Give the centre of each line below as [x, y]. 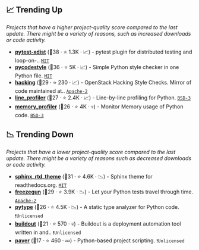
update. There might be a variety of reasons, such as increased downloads [99, 33]
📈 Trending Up [34, 10]
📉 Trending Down [40, 135]
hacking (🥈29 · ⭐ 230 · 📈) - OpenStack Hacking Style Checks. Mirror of [103, 82]
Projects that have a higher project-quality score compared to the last [92, 27]
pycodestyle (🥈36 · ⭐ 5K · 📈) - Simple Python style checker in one [97, 67]
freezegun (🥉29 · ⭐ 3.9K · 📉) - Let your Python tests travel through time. [104, 192]
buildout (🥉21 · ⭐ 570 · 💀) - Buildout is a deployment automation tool [98, 224]
